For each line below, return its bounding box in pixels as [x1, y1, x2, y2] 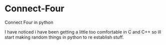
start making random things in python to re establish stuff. [4, 34, 124, 40]
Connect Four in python [4, 19, 53, 25]
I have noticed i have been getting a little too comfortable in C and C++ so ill [4, 29, 161, 35]
